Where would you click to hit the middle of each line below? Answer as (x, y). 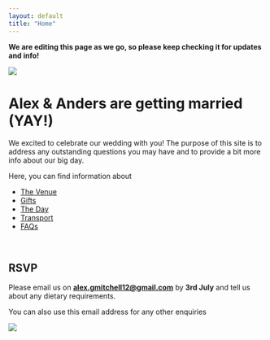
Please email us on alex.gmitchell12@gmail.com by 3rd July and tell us (129, 288)
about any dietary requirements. (62, 296)
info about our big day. (46, 160)
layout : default (36, 16)
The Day (34, 209)
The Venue (39, 192)
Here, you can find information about (70, 177)
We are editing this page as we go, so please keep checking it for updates (135, 46)
